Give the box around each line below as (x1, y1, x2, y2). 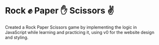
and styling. (5, 34, 29, 40)
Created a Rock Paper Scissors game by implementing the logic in (5, 24, 137, 30)
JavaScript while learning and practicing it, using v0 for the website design (5, 29, 155, 35)
